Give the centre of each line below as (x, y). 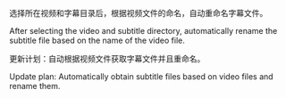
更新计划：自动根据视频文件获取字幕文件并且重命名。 (107, 59)
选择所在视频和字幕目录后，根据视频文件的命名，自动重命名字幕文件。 (139, 13)
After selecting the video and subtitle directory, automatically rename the (143, 31)
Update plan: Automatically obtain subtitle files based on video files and (142, 77)
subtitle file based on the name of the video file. (97, 40)
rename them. (35, 86)
